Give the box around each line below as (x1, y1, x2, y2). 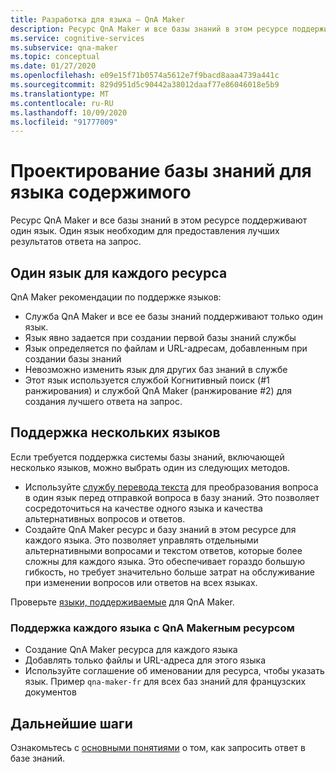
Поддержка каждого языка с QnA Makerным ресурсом (10, 621, 295, 635)
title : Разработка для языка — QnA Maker (10, 14, 186, 25)
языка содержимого (10, 181, 192, 204)
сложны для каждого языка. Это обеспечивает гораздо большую (24, 555, 306, 567)
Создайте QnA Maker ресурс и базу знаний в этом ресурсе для (24, 523, 297, 535)
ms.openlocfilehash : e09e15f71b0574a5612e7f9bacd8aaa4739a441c (10, 71, 280, 81)
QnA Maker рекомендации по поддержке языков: (10, 291, 222, 303)
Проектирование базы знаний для (10, 160, 312, 183)
